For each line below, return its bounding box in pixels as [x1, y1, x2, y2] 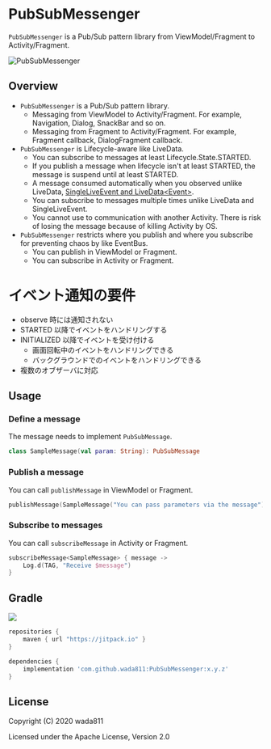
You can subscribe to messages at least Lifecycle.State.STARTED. [31, 152, 252, 162]
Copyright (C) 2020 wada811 [8, 717, 103, 726]
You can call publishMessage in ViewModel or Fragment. [8, 485, 194, 494]
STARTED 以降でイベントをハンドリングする [19, 324, 168, 334]
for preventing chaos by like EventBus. [19, 238, 148, 248]
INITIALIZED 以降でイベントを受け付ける [19, 335, 155, 345]
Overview [8, 79, 59, 93]
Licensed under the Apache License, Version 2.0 [8, 732, 170, 742]
